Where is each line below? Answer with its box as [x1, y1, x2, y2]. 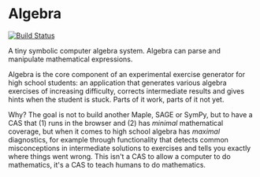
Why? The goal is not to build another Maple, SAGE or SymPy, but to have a [8, 109, 254, 119]
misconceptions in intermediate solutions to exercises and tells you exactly [8, 143, 251, 153]
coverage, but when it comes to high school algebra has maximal [8, 127, 221, 136]
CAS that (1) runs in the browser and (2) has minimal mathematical [8, 118, 224, 127]
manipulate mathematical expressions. [8, 54, 133, 64]
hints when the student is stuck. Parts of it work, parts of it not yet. [8, 94, 225, 104]
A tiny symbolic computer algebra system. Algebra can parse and [8, 46, 221, 55]
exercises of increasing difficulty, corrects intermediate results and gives [8, 86, 245, 95]
